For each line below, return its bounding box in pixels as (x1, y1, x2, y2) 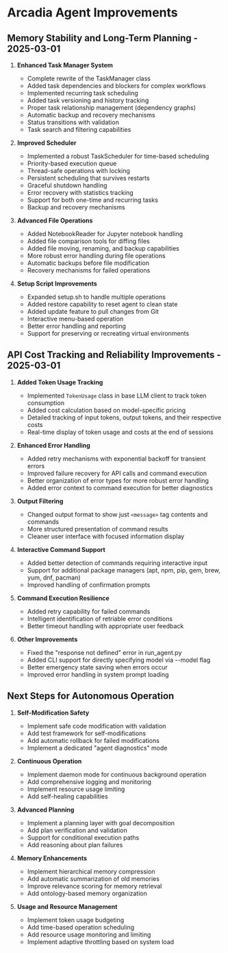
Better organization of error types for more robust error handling (27, 476, 209, 485)
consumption (27, 398, 65, 406)
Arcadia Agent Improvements (7, 5, 178, 21)
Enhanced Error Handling (16, 441, 90, 449)
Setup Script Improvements (16, 279, 97, 288)
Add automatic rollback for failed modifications (27, 736, 160, 744)
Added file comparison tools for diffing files (27, 237, 150, 245)
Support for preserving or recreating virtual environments (27, 330, 190, 337)
